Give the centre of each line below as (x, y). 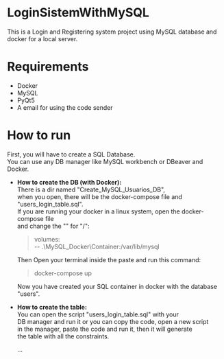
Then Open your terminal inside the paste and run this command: (109, 259)
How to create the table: (52, 307)
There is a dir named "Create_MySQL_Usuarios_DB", (91, 189)
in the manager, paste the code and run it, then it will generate (105, 329)
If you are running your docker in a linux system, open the (98, 211)
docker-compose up (63, 273)
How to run (39, 136)
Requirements (48, 67)
